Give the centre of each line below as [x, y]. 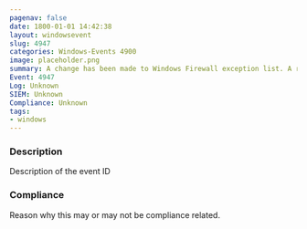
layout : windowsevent [51, 35]
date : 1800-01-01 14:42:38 [61, 26]
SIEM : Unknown [37, 94]
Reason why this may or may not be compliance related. [115, 214]
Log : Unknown [34, 86]
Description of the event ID [60, 172]
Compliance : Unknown [49, 103]
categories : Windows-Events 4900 [73, 52]
